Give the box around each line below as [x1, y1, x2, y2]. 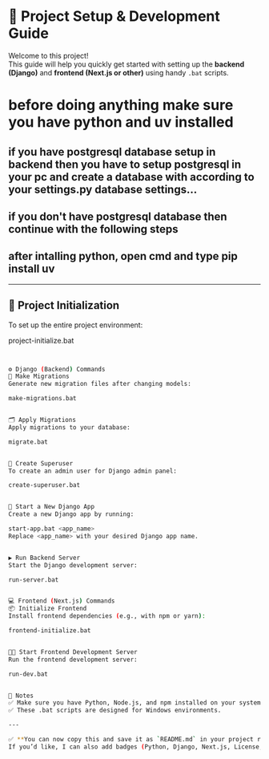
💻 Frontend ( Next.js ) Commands [8, 597, 115, 605]
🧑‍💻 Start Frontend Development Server [8, 647, 138, 656]
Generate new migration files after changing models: [8, 380, 192, 388]
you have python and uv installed [8, 113, 234, 132]
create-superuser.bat [8, 481, 81, 489]
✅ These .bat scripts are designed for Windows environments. [8, 706, 222, 715]
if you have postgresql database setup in [8, 144, 216, 159]
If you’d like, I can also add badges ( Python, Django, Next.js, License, [8, 742, 263, 751]
